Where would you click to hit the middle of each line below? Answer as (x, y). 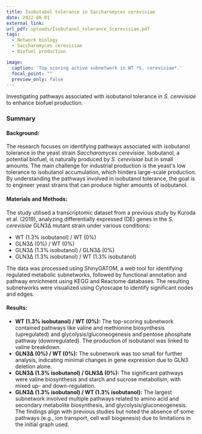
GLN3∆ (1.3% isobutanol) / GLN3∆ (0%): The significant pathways (99, 373)
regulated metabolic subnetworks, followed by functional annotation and (96, 275)
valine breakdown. (38, 347)
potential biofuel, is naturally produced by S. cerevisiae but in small (90, 159)
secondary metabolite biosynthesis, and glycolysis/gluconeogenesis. (101, 405)
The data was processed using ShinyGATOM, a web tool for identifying (94, 268)
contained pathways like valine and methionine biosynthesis (90, 327)
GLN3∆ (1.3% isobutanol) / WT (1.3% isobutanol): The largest (93, 392)
